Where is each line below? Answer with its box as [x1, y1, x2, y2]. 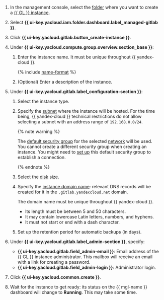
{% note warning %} [17, 128, 60, 134]
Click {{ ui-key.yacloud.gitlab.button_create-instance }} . [10, 35, 131, 40]
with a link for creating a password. [17, 259, 91, 265]
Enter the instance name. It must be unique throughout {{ [17, 54, 136, 60]
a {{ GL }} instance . [10, 10, 50, 16]
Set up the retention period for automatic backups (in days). [17, 229, 142, 235]
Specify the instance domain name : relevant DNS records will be [17, 184, 151, 189]
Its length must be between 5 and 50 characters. [25, 208, 126, 214]
